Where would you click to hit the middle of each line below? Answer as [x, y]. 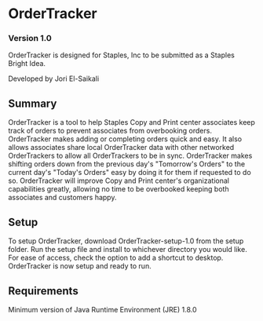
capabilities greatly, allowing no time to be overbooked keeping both [119, 189]
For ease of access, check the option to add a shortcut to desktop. [116, 258]
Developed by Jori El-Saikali [54, 78]
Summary [33, 103]
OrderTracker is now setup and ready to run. [80, 266]
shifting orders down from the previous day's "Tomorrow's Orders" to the [127, 164]
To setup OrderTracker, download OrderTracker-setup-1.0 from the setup [126, 241]
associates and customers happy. [62, 198]
